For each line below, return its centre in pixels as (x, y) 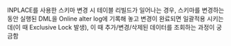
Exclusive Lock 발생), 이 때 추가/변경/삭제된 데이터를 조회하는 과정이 (122, 27)
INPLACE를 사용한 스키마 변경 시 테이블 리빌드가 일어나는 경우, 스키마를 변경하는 (116, 10)
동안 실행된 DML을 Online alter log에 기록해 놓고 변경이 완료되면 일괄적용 (107, 19)
